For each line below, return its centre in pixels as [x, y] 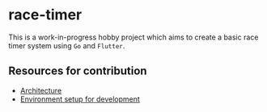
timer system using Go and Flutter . [67, 45]
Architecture [41, 90]
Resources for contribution [78, 71]
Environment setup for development [80, 99]
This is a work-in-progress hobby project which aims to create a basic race [133, 37]
